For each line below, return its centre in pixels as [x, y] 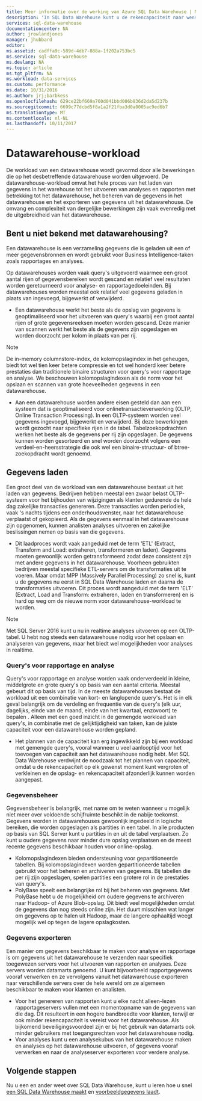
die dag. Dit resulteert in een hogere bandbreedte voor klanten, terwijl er [105, 1014]
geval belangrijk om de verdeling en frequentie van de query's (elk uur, [94, 704]
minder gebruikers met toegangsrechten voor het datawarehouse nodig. [104, 1033]
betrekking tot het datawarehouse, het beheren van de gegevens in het [94, 196]
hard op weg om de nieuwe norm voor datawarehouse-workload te [98, 601]
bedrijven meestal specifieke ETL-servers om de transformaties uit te [100, 569]
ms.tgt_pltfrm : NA [29, 73]
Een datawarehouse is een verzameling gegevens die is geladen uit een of [98, 248]
